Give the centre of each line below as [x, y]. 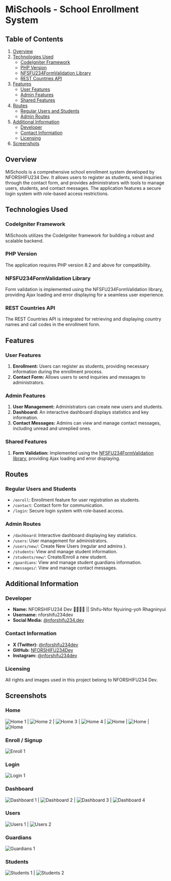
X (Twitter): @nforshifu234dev [45, 645]
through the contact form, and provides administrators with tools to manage [85, 183]
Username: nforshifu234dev [43, 615]
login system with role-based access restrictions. [57, 193]
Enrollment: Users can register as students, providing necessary [81, 366]
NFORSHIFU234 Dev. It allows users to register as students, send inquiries [84, 177]
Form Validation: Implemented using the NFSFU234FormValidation [83, 453]
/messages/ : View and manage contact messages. [65, 568]
